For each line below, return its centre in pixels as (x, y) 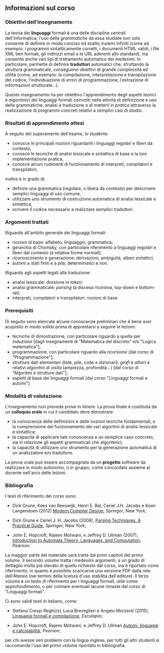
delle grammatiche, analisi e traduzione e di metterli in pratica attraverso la (81, 105)
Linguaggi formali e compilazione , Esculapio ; (57, 616)
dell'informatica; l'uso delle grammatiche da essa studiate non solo (73, 38)
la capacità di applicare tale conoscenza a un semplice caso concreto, (83, 437)
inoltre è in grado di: (25, 178)
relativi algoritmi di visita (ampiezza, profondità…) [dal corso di (75, 367)
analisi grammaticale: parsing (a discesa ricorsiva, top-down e (75, 288)
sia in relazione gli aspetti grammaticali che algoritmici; (68, 442)
